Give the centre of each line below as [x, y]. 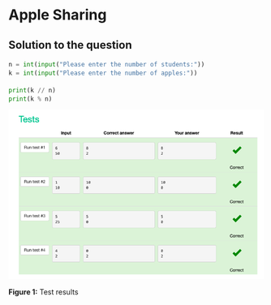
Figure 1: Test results [43, 292]
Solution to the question [70, 45]
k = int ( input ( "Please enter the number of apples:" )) [103, 73]
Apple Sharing [58, 15]
